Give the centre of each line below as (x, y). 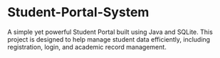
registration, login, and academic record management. (87, 47)
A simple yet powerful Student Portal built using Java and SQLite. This (110, 32)
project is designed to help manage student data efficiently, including (109, 39)
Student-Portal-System (78, 12)
